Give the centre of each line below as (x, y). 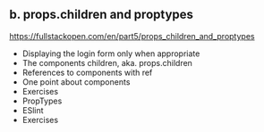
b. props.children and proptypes (102, 15)
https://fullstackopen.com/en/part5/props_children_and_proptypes (132, 36)
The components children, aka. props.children (107, 62)
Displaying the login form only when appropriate (111, 54)
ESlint (33, 110)
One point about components (76, 82)
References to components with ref (87, 72)
